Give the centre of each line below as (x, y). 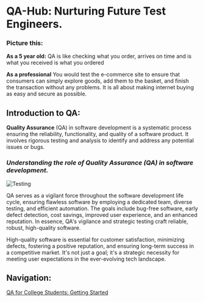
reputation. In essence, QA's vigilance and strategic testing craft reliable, (97, 221)
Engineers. (34, 24)
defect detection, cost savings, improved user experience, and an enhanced (102, 214)
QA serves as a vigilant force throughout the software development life (95, 195)
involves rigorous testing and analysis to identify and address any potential (100, 140)
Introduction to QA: (44, 113)
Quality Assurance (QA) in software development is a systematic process (99, 128)
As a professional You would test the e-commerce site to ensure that (93, 75)
